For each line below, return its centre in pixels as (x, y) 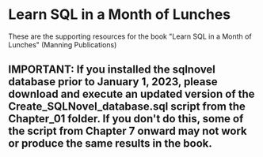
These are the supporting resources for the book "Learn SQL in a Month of (130, 36)
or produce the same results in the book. (110, 144)
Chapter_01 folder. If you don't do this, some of (126, 119)
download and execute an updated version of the (131, 94)
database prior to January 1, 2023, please (113, 82)
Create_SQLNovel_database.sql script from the (127, 107)
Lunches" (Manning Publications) (63, 44)
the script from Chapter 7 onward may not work (128, 131)
